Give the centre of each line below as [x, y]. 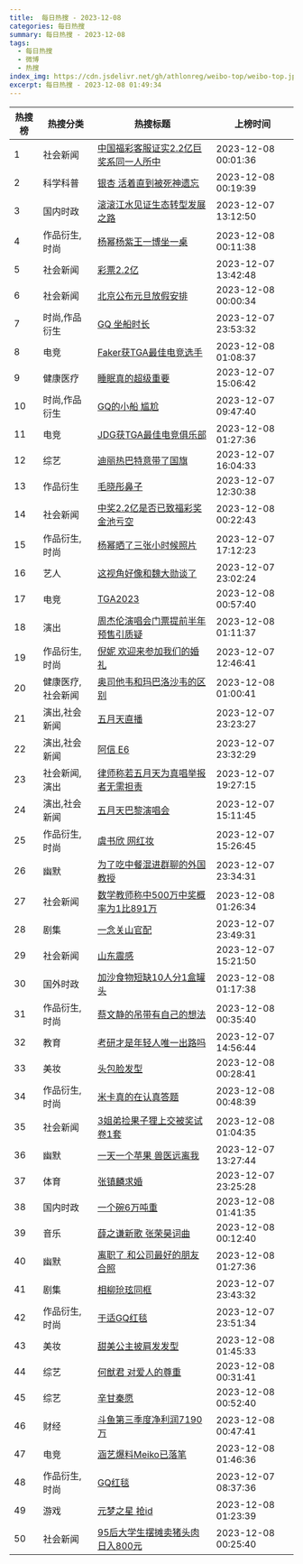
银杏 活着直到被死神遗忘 [149, 183]
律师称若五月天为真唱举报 [152, 773]
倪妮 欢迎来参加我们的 [144, 651]
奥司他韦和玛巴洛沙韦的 [147, 681]
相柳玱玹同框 [125, 1290]
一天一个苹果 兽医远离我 [149, 1155]
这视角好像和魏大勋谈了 [147, 573]
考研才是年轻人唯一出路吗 [152, 1042]
